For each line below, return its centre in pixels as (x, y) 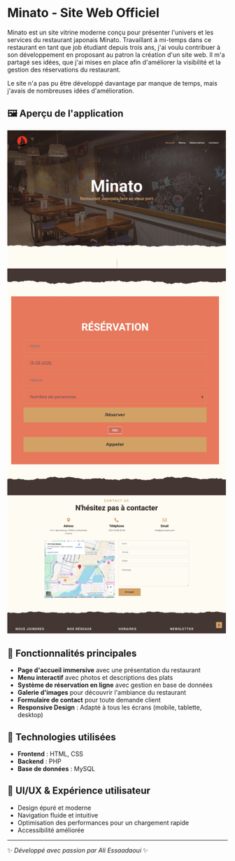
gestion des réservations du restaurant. (64, 69)
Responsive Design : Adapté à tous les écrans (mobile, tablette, (109, 707)
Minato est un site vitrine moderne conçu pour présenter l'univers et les (111, 32)
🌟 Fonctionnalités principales (72, 653)
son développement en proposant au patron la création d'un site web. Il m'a (116, 55)
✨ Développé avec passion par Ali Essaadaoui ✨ (78, 850)
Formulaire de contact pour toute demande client (89, 700)
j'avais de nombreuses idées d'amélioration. (71, 91)
